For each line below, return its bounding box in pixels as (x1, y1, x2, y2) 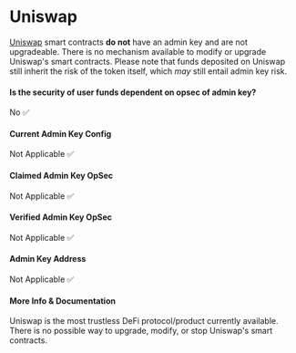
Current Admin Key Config (9, 128, 112, 139)
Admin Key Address (9, 254, 87, 265)
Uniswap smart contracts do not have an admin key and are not (9, 36, 249, 47)
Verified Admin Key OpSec (9, 212, 112, 223)
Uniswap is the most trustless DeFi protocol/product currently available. (9, 316, 280, 327)
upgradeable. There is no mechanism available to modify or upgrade (9, 46, 267, 57)
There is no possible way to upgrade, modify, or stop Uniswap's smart (9, 326, 273, 337)
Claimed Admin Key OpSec (9, 170, 114, 181)
